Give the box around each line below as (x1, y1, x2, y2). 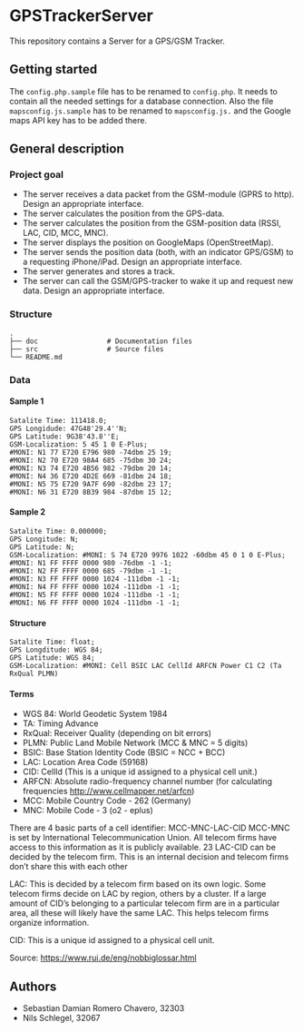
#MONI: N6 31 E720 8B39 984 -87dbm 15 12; (9, 487, 172, 496)
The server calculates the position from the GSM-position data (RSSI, (22, 218, 281, 229)
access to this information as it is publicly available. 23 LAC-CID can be (9, 841, 277, 853)
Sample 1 (9, 396, 44, 407)
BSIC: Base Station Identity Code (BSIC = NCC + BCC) (22, 747, 226, 758)
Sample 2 (9, 506, 46, 517)
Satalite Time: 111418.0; (9, 416, 107, 425)
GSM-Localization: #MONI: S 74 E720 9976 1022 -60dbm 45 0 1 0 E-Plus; (9, 551, 286, 560)
